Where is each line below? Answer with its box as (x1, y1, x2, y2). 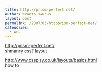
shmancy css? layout (5, 48, 47, 54)
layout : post (5, 16, 32, 21)
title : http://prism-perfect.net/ (5, 7, 76, 12)
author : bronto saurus (5, 12, 51, 16)
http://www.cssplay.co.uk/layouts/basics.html (5, 58, 97, 63)
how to (5, 62, 19, 68)
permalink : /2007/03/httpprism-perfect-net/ (5, 20, 97, 26)
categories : (5, 25, 29, 30)
